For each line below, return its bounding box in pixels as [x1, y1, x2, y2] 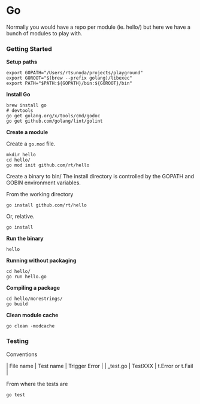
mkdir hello [6, 152, 36, 158]
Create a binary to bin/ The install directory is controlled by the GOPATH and [6, 173, 195, 180]
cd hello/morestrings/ [6, 296, 63, 302]
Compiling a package [6, 284, 60, 291]
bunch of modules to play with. [6, 29, 83, 37]
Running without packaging [6, 257, 77, 264]
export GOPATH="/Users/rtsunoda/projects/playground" [6, 70, 144, 76]
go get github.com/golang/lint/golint [6, 118, 103, 124]
